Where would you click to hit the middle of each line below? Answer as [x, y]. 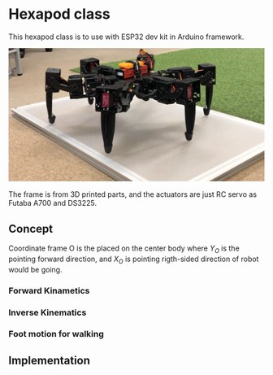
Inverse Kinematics [48, 312]
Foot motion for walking [56, 334]
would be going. [35, 269]
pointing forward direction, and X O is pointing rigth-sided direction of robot [134, 259]
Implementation [50, 360]
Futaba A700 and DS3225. [53, 203]
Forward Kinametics [49, 290]
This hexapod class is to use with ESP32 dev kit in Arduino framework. [126, 37]
